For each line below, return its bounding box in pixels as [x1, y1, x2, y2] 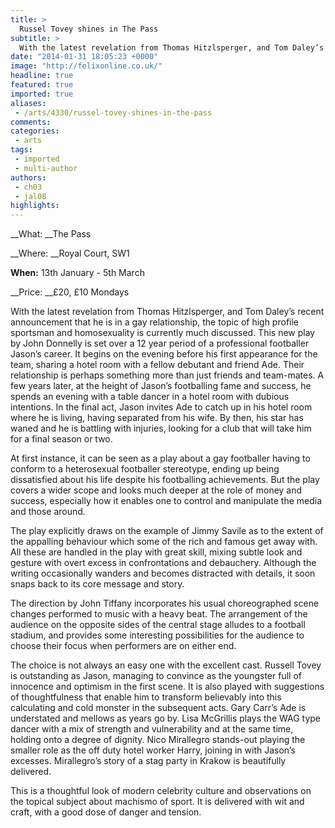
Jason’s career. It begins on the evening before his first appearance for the [10, 348, 318, 360]
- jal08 [14, 191, 47, 201]
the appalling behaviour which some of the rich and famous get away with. [10, 536, 318, 548]
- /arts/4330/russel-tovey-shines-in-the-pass [14, 107, 213, 118]
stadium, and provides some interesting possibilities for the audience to [10, 629, 305, 641]
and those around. [10, 506, 86, 518]
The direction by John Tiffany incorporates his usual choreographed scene [10, 597, 320, 610]
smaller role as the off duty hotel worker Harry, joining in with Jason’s [10, 744, 296, 756]
